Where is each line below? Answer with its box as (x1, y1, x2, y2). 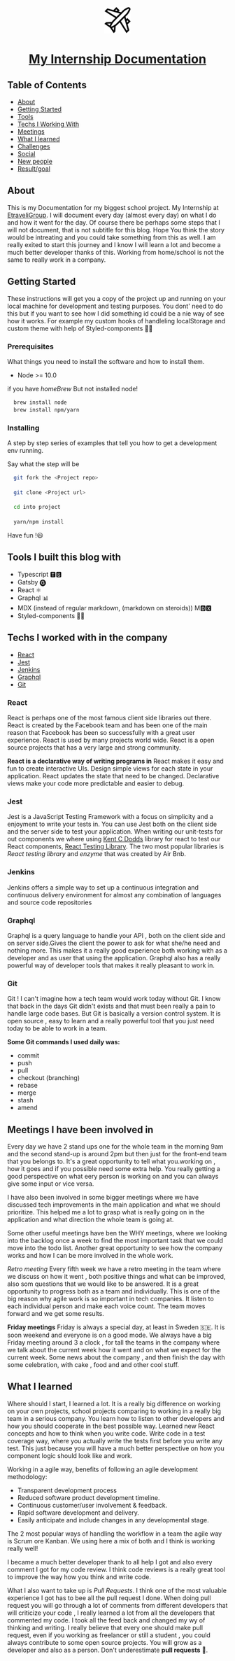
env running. (7, 446, 44, 454)
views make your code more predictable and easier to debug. (7, 779, 185, 787)
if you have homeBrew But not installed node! (7, 384, 138, 393)
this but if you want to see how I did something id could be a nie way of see (7, 309, 225, 318)
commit (17, 1051, 40, 1060)
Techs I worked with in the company (7, 632, 168, 644)
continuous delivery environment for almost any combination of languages (7, 890, 222, 899)
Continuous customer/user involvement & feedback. (17, 1501, 168, 1509)
